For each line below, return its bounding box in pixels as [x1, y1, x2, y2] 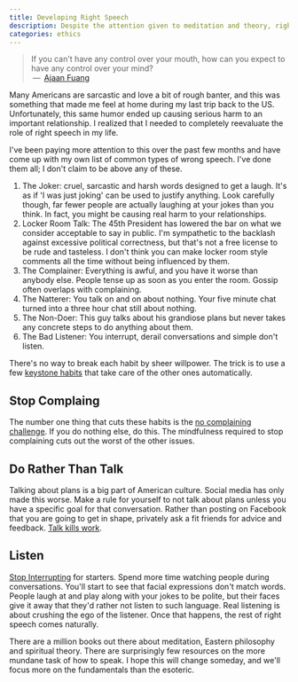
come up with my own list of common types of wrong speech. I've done [9, 154, 272, 165]
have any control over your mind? [30, 63, 153, 74]
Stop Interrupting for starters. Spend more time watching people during [9, 571, 270, 582]
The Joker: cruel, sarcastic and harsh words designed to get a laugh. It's [21, 181, 287, 192]
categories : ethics [9, 29, 82, 38]
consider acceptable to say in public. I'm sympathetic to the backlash [21, 228, 276, 239]
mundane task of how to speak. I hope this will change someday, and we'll [9, 655, 281, 665]
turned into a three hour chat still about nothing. [21, 303, 197, 314]
